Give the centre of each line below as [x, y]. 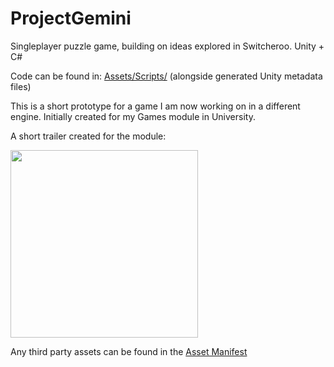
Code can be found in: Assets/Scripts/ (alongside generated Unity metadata [166, 76]
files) [21, 86]
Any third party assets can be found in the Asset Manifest [129, 351]
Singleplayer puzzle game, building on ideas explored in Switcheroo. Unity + [167, 46]
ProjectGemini [71, 18]
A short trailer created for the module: [88, 136]
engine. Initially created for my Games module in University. [133, 116]
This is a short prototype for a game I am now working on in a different [155, 106]
